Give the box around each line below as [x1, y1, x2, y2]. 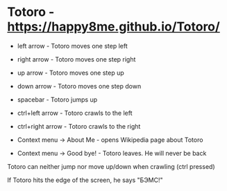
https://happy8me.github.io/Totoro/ [7, 19, 220, 35]
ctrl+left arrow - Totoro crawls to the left [17, 109, 133, 117]
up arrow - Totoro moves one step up [17, 69, 125, 77]
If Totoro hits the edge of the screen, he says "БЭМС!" [7, 176, 163, 184]
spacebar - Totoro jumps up [17, 95, 98, 104]
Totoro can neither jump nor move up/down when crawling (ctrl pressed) [7, 162, 215, 170]
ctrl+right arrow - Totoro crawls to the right [17, 122, 141, 130]
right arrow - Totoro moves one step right [17, 55, 136, 63]
